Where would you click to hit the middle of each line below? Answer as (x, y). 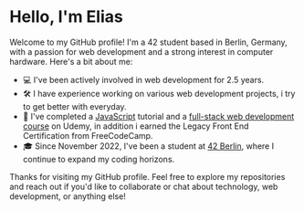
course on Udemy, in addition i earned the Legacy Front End (136, 126)
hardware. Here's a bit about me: (71, 61)
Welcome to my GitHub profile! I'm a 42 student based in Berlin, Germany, (148, 42)
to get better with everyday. (74, 106)
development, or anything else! (68, 196)
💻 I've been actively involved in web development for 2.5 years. (143, 79)
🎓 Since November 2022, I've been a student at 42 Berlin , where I (148, 146)
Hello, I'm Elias (66, 17)
